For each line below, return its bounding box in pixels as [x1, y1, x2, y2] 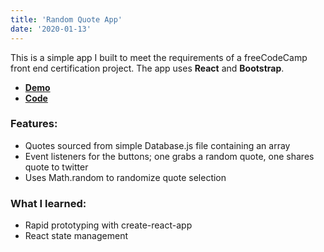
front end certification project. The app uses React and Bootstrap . [10, 62, 285, 74]
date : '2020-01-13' [10, 24, 92, 34]
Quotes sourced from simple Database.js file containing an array [24, 139, 291, 151]
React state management [24, 230, 129, 242]
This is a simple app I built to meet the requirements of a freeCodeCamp [10, 51, 308, 63]
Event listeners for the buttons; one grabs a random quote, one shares [24, 150, 315, 162]
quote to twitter [24, 161, 89, 173]
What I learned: [10, 196, 87, 210]
